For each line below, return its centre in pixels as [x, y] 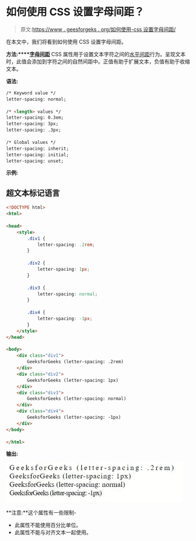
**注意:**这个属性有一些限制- [41, 513]
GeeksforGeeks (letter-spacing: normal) [77, 399]
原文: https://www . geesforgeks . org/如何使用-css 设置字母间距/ [98, 29]
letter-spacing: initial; [37, 155]
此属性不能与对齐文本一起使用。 [53, 532]
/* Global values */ [31, 142]
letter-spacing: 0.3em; [35, 118]
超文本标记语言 [33, 193]
